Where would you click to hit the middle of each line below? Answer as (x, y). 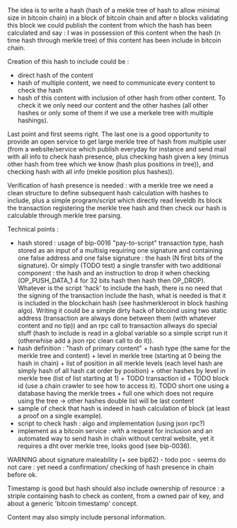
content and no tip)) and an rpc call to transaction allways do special (117, 326)
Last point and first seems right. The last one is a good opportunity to (108, 134)
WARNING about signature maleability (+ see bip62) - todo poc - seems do (117, 460)
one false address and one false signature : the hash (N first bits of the (121, 258)
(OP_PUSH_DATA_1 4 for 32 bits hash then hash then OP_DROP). (111, 280)
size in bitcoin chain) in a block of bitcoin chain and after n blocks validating (118, 18)
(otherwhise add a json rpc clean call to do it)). (86, 340)
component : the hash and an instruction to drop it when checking (114, 273)
